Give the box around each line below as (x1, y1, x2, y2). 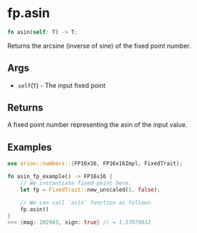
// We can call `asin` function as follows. (20, 199, 154, 206)
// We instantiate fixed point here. (20, 180, 132, 187)
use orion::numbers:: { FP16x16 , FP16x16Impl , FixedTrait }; (7, 160, 183, 167)
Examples (7, 141, 52, 153)
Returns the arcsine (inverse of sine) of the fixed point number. (7, 41, 191, 50)
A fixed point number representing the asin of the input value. (7, 120, 188, 129)
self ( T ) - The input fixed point (17, 81, 106, 90)
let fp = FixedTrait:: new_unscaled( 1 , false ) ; (20, 186, 161, 193)
